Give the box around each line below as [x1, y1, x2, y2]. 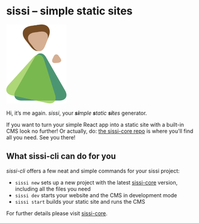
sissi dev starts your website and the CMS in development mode [14, 191, 177, 199]
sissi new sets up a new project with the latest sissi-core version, [14, 179, 178, 186]
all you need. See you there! [6, 134, 76, 141]
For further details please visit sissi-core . [6, 209, 108, 217]
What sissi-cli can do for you [6, 151, 116, 162]
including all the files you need [14, 185, 91, 192]
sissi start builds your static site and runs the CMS [14, 198, 145, 205]
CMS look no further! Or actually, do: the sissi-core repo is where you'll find [6, 127, 194, 135]
